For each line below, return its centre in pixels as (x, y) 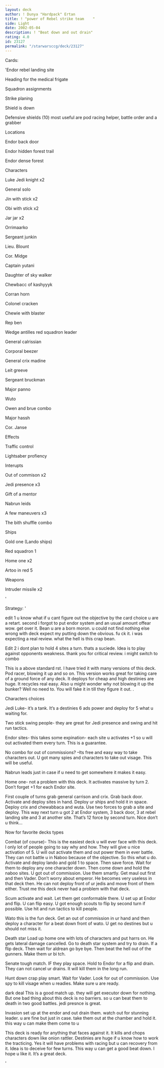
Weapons (15, 579)
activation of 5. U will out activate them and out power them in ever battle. (80, 852)
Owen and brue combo (28, 408)
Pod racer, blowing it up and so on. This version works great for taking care (81, 673)
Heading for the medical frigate (37, 79)
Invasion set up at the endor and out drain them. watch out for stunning (77, 1012)
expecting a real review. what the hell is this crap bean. (60, 638)
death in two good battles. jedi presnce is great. (53, 1003)
